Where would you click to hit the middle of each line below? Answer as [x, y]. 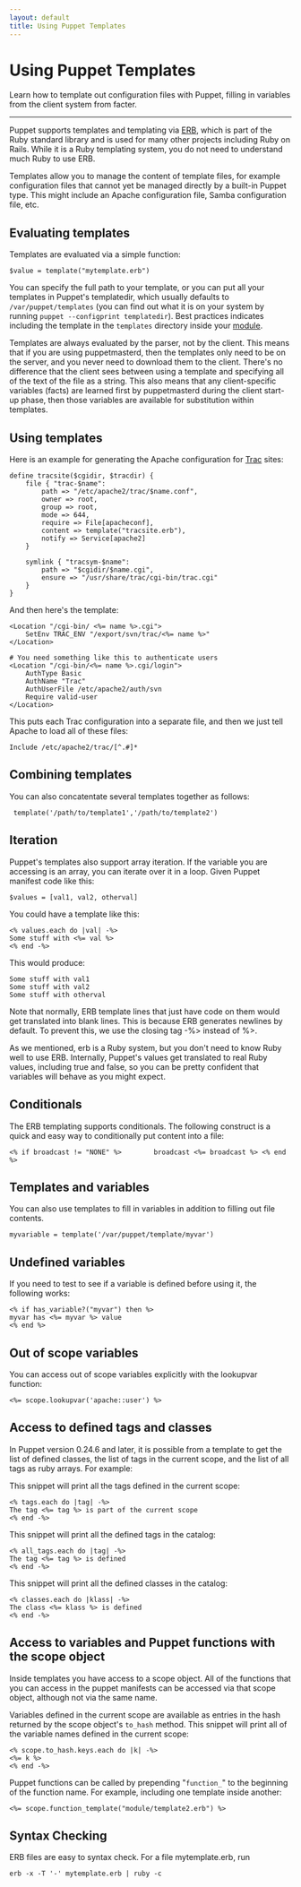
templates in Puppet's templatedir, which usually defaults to [120, 297]
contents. [27, 1219]
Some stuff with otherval [57, 995]
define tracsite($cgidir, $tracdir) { [82, 476]
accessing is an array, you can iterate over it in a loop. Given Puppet [135, 871]
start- [274, 391]
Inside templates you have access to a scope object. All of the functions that [150, 1678]
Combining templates [71, 775]
